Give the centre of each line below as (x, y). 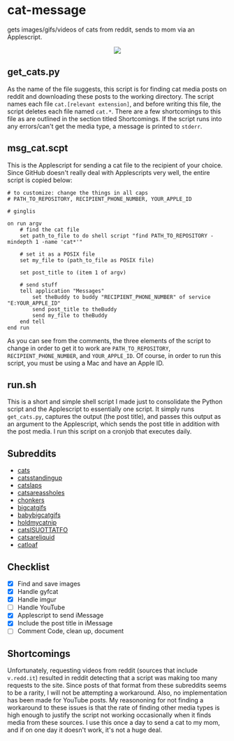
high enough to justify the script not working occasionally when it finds (109, 715)
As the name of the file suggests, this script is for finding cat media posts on (117, 89)
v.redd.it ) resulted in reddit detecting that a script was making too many (112, 678)
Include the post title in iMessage (65, 623)
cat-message (47, 10)
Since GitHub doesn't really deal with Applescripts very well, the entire (109, 172)
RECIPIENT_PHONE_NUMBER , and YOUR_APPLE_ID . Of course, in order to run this (114, 355)
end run (19, 328)
